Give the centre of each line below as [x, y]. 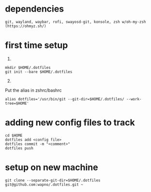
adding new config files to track [70, 123]
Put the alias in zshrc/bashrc [33, 90]
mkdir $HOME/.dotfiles [28, 67]
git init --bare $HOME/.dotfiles [39, 72]
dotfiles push [19, 148]
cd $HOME [14, 135]
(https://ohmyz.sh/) [26, 26]
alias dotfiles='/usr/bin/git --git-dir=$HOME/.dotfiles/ [65, 99]
